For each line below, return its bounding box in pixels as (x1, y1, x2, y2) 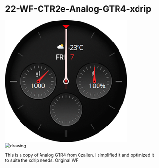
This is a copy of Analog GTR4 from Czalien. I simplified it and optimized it (5, 152, 155, 158)
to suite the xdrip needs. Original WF (5, 157, 79, 163)
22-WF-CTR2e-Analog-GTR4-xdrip (5, 3, 152, 15)
